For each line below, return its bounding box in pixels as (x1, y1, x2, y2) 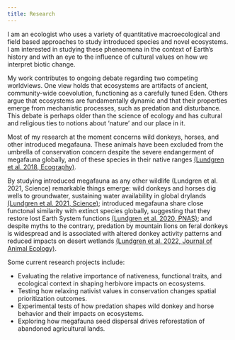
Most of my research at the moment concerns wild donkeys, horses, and (7, 132, 219, 141)
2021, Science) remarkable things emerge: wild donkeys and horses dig (7, 183, 217, 192)
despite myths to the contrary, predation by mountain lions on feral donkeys (7, 221, 229, 230)
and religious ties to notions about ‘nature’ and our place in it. (7, 118, 186, 127)
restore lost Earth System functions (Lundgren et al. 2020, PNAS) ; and (7, 214, 212, 222)
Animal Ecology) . (7, 244, 57, 252)
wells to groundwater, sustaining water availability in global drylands (7, 191, 207, 200)
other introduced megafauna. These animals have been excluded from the (7, 140, 224, 149)
